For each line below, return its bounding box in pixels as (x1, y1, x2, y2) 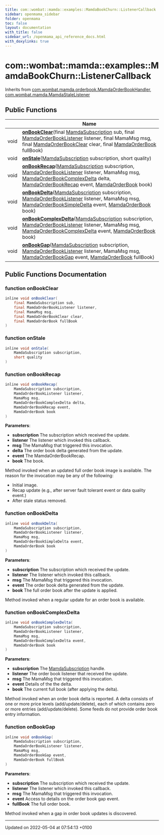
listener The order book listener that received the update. (12, 671, 128, 677)
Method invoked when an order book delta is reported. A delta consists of (5, 696, 154, 702)
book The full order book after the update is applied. (12, 587, 118, 593)
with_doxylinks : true (5, 39, 49, 44)
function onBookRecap (5, 371, 61, 378)
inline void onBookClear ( (5, 296, 58, 301)
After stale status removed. (12, 498, 67, 503)
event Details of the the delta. (12, 681, 72, 687)
